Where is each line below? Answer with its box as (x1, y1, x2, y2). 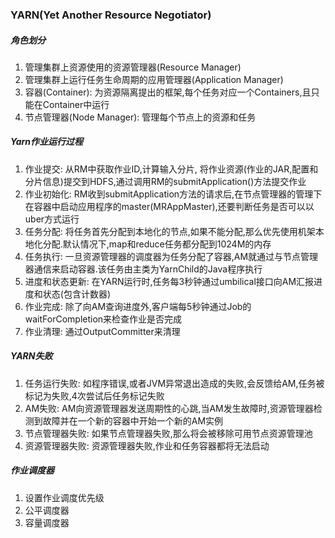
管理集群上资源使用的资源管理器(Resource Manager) (24, 61, 242, 73)
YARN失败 (10, 350, 53, 362)
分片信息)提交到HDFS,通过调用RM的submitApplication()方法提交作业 (24, 175, 307, 187)
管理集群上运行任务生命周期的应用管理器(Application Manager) (24, 73, 284, 85)
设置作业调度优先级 (24, 491, 105, 503)
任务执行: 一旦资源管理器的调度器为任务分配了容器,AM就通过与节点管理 (24, 250, 319, 262)
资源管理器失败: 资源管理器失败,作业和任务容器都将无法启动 (24, 439, 270, 452)
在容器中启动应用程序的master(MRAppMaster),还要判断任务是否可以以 (24, 200, 315, 212)
